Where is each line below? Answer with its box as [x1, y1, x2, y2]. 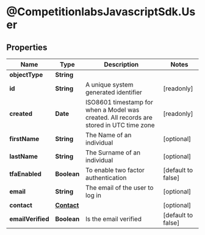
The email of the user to [85, 184, 154, 192]
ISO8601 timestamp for [85, 98, 154, 106]
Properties [6, 42, 48, 52]
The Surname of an [85, 148, 141, 157]
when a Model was [85, 106, 140, 114]
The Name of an [85, 131, 132, 139]
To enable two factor [85, 166, 145, 174]
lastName [9, 152, 38, 161]
